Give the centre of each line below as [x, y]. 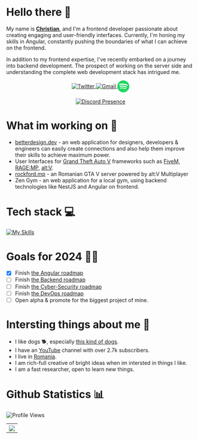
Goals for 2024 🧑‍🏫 [52, 257]
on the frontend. [26, 48]
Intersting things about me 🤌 [78, 324]
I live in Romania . [36, 356]
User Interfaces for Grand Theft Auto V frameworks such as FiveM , [98, 161]
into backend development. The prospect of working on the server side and [99, 66]
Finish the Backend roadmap [50, 280]
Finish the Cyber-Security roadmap [58, 287]
